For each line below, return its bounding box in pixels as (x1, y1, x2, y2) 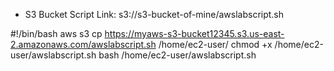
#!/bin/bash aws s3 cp (10, 28, 103, 39)
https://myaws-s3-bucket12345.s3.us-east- (104, 28, 285, 39)
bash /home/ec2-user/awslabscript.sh (98, 49, 257, 61)
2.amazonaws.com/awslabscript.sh (10, 39, 157, 50)
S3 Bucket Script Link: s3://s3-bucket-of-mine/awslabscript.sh (24, 9, 285, 20)
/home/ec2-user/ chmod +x (158, 39, 273, 50)
